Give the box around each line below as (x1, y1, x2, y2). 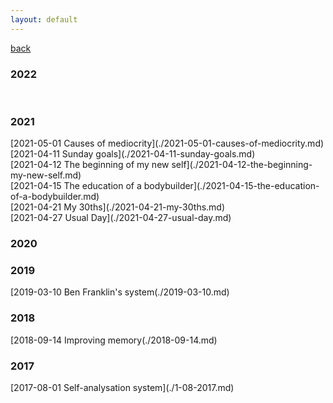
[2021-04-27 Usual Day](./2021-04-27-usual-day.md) (10, 212, 232, 224)
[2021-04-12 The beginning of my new (10, 159, 170, 171)
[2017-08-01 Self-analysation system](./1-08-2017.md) (10, 382, 235, 394)
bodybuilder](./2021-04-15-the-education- (143, 180, 320, 192)
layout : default (10, 14, 78, 25)
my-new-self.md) (10, 169, 82, 181)
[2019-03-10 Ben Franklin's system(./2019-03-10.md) (10, 286, 230, 298)
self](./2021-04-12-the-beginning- (171, 159, 313, 171)
